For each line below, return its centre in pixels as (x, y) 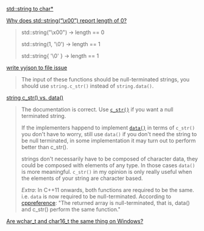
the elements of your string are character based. (82, 178)
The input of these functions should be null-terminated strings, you (105, 79)
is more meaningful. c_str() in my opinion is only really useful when (107, 172)
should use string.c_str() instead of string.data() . (87, 86)
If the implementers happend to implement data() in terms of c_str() (108, 128)
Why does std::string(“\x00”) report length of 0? (66, 20)
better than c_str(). (44, 147)
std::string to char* (30, 9)
